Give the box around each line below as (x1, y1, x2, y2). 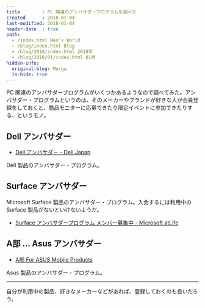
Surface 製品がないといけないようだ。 (6, 206, 103, 213)
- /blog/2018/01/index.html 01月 (12, 54, 96, 60)
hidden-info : (6, 60, 40, 66)
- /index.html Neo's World (12, 37, 81, 43)
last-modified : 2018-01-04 (6, 20, 75, 26)
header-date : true (6, 26, 59, 32)
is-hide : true (12, 71, 48, 77)
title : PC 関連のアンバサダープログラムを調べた (6, 9, 137, 15)
